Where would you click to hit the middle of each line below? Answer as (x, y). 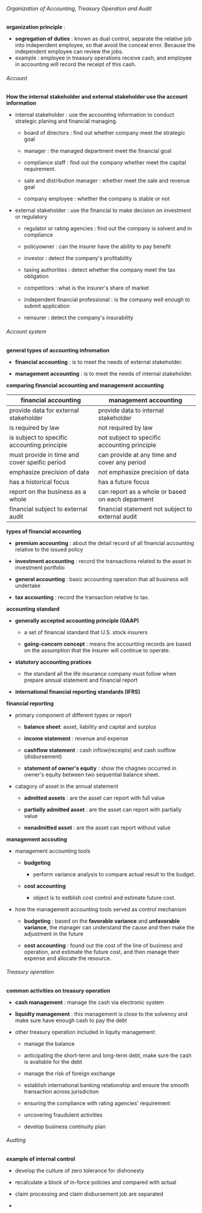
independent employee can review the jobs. (69, 52)
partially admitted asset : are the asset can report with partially (103, 809)
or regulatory (31, 217)
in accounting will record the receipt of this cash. (75, 64)
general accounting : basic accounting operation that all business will (101, 579)
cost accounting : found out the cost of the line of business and (103, 945)
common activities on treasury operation (58, 990)
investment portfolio (40, 567)
